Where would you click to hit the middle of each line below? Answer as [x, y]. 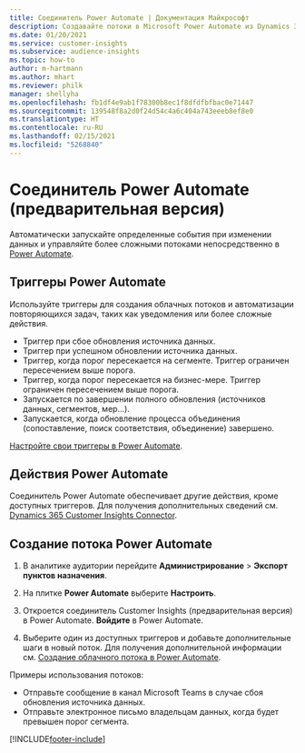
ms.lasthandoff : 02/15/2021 [63, 136]
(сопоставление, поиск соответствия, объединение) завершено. [148, 427]
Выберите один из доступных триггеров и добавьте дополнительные [157, 638]
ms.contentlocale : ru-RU [56, 128]
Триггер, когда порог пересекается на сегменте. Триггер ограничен [156, 360]
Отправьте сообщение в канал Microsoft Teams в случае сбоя [143, 693]
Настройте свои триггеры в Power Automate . [96, 446]
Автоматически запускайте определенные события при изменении [141, 234]
